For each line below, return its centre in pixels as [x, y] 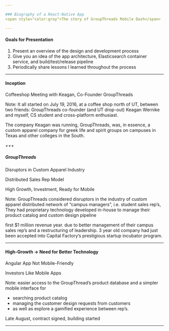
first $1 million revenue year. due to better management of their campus [79, 225]
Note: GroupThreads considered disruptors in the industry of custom [76, 199]
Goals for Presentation [29, 40]
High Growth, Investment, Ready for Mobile [50, 189]
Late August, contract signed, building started [53, 318]
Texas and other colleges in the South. [45, 135]
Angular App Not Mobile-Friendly [39, 263]
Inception [16, 83]
